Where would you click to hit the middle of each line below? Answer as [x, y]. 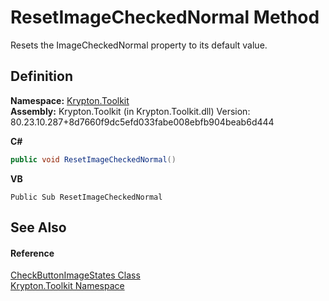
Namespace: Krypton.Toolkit [70, 100]
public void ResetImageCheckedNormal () [93, 159]
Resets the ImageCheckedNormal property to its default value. [139, 45]
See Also [38, 227]
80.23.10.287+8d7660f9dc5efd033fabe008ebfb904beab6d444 [142, 122]
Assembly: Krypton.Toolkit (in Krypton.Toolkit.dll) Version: [130, 111]
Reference [32, 253]
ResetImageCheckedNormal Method [165, 17]
